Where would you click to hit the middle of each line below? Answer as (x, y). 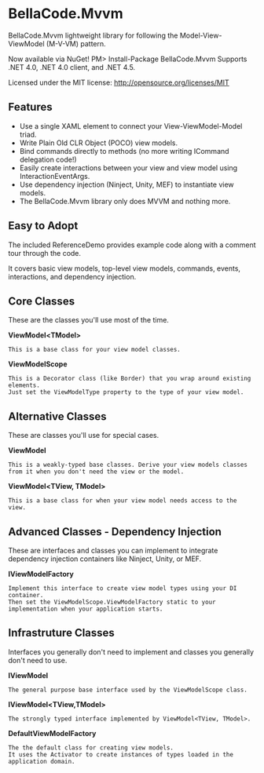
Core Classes (42, 301)
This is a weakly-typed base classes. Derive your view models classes (128, 465)
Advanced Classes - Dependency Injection (115, 532)
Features (30, 107)
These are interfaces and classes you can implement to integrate (113, 551)
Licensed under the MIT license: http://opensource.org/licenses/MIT (119, 82)
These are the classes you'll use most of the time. (88, 320)
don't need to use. (38, 660)
